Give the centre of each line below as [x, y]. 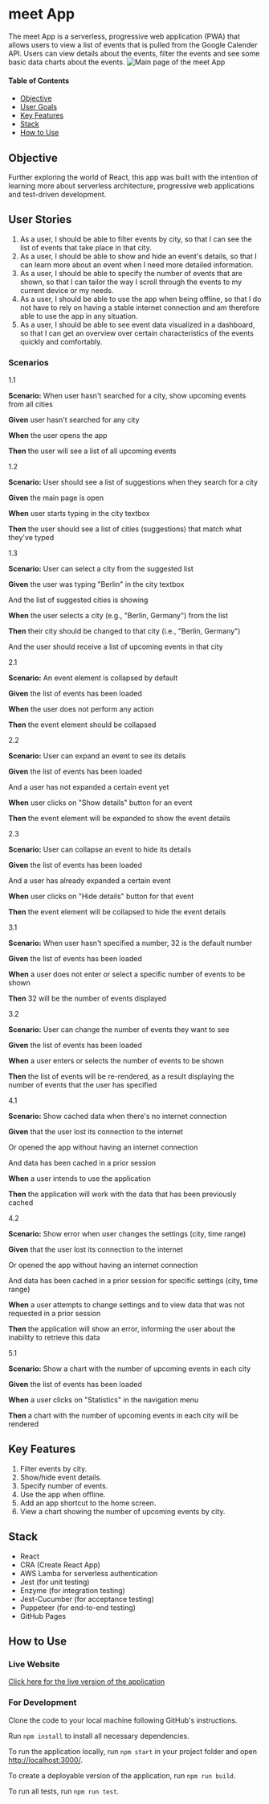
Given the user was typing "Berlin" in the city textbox [96, 584]
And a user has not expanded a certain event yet [89, 787]
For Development [43, 1703]
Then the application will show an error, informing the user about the [122, 1329]
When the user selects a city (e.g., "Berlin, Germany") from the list [118, 616]
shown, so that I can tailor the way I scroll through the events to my [131, 282]
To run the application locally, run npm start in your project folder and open [133, 1751]
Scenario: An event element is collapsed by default [93, 678]
